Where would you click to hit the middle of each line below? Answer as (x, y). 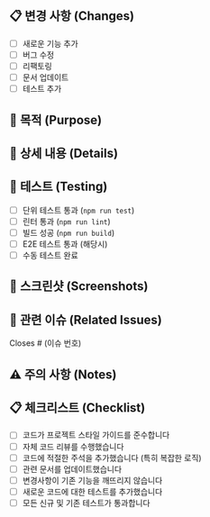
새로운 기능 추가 (50, 43)
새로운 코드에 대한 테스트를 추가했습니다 (92, 491)
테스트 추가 (42, 89)
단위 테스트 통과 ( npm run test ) (78, 210)
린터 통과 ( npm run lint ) (66, 221)
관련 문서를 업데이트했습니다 (72, 469)
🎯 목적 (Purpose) (55, 120)
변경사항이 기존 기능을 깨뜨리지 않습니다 (92, 480)
